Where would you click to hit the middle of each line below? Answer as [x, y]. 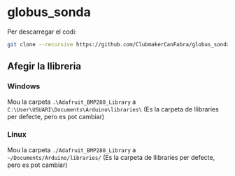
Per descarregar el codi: [42, 32]
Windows [24, 86]
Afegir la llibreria [44, 66]
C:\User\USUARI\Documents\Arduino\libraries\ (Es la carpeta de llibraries [113, 109]
